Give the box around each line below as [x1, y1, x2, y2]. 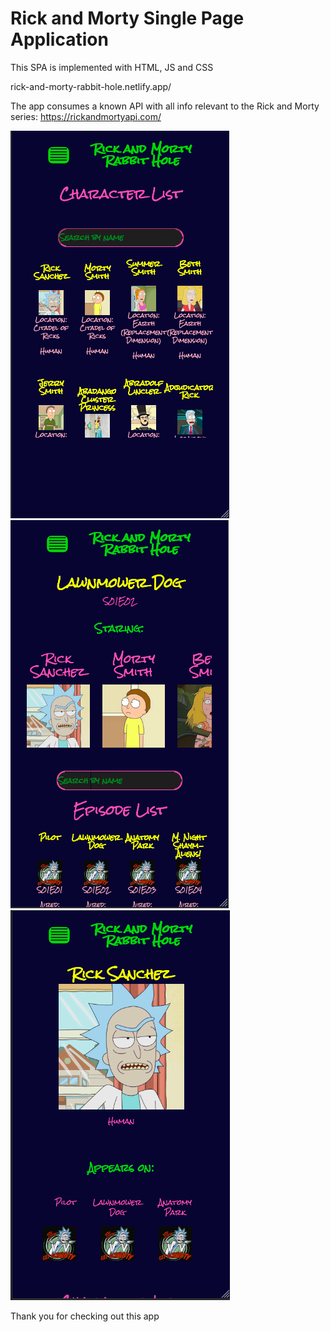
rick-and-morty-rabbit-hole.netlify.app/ [10, 80, 172, 92]
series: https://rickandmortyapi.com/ [10, 110, 162, 122]
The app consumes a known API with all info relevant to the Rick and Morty [10, 100, 320, 112]
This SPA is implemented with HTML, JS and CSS [10, 61, 214, 73]
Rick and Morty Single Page [10, 7, 245, 30]
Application [10, 28, 109, 51]
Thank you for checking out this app [10, 1310, 160, 1322]
